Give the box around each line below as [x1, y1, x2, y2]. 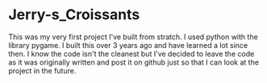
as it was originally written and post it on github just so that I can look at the [8, 57, 260, 67]
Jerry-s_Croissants [8, 6, 140, 24]
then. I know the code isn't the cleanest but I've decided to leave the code [8, 49, 255, 58]
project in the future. [8, 65, 77, 75]
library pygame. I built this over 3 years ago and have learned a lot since [8, 40, 248, 49]
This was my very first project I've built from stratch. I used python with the [8, 32, 258, 41]
